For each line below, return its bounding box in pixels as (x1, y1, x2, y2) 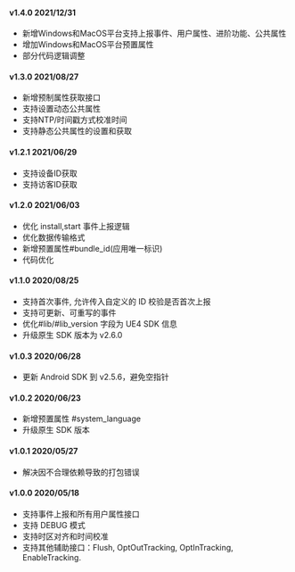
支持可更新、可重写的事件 (21, 308, 117, 319)
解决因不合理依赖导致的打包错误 (21, 467, 140, 477)
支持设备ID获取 (21, 168, 78, 178)
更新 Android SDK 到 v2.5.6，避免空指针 (21, 371, 169, 383)
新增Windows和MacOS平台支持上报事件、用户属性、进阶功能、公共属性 (21, 28, 287, 39)
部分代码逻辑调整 (21, 50, 86, 62)
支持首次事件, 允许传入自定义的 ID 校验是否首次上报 (21, 296, 211, 307)
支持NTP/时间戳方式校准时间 (21, 114, 127, 125)
